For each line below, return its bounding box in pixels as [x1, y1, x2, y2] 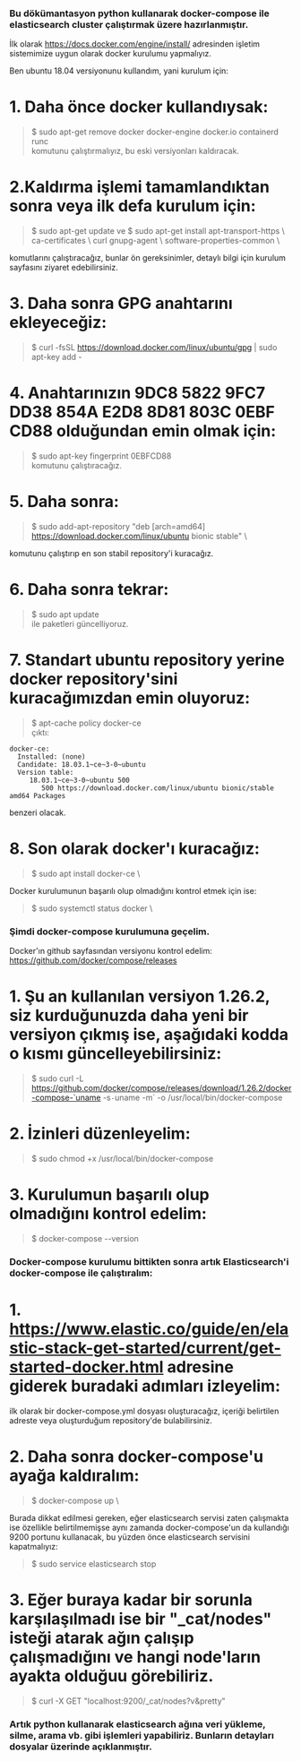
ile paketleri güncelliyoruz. [30, 618, 129, 629]
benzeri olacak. [9, 807, 66, 818]
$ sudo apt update [30, 608, 100, 620]
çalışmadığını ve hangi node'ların [9, 1646, 262, 1667]
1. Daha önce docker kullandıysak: [9, 97, 269, 117]
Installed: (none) [17, 752, 87, 761]
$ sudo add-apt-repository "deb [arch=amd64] [30, 520, 206, 531]
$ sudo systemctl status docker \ [30, 903, 153, 914]
